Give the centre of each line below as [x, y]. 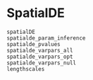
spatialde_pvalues [33, 44]
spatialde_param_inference [46, 38]
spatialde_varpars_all [40, 50]
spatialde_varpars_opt [40, 57]
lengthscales [26, 69]
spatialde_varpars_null [42, 63]
